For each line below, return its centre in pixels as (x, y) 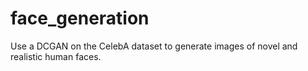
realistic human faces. (56, 56)
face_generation (80, 18)
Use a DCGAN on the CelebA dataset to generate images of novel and (154, 46)
